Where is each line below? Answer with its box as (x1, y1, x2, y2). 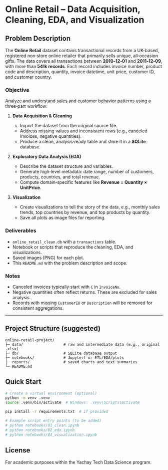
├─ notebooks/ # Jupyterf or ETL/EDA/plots (5, 355, 124, 360)
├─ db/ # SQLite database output (5, 351, 117, 356)
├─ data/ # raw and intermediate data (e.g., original (5, 342, 160, 347)
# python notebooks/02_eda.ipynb (5, 427, 75, 432)
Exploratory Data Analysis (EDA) (12, 154, 81, 160)
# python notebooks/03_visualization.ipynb (5, 432, 97, 437)
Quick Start (5, 377, 41, 386)
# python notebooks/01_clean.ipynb (5, 422, 79, 428)
